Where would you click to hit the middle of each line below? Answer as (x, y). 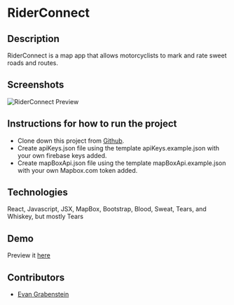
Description (33, 39)
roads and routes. (33, 63)
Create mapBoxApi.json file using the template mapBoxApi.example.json (122, 163)
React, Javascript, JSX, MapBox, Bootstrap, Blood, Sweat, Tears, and (107, 209)
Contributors (36, 277)
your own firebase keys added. (62, 155)
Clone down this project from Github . (71, 141)
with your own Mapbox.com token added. (77, 170)
